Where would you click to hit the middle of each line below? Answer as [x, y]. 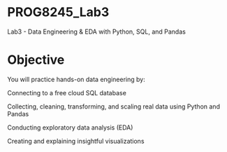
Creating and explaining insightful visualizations [76, 141]
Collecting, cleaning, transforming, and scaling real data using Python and [113, 106]
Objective [36, 60]
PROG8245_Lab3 [58, 12]
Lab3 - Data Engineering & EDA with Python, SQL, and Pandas [97, 32]
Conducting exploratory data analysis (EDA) [70, 127]
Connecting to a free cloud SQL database [67, 92]
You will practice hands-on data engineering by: [76, 79]
